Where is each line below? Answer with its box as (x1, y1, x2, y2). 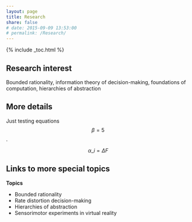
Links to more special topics (6, 164, 110, 174)
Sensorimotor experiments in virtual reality (14, 209, 117, 216)
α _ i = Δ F (88, 147, 109, 154)
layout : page (6, 8, 38, 15)
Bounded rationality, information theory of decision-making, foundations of (6, 78, 186, 85)
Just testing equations (6, 117, 60, 124)
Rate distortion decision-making (14, 197, 92, 204)
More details (6, 102, 53, 112)
